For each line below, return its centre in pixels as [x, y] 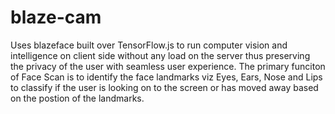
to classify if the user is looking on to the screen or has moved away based [164, 87]
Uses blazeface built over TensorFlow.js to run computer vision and [149, 45]
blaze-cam [56, 17]
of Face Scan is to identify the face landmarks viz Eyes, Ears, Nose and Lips [166, 77]
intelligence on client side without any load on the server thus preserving [160, 55]
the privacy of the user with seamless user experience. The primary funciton [168, 66]
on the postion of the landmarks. [77, 98]
